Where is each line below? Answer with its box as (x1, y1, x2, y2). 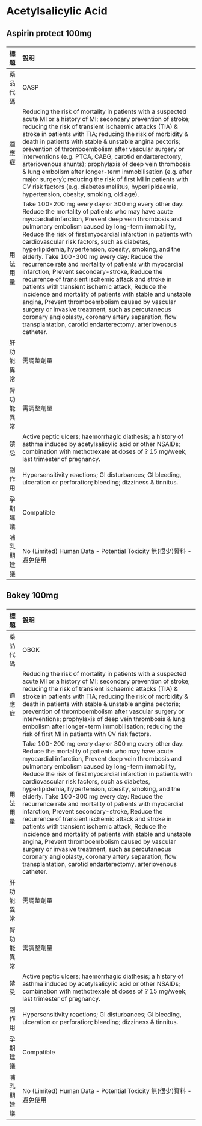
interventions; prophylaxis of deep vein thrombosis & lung (22, 714, 185, 723)
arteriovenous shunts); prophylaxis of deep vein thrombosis (22, 159, 191, 168)
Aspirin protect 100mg (6, 28, 92, 39)
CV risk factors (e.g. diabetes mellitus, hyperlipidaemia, (22, 182, 179, 191)
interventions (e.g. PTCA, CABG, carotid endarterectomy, (22, 152, 183, 161)
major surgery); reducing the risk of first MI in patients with (22, 175, 189, 183)
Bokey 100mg (6, 590, 59, 601)
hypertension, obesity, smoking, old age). (22, 190, 139, 198)
